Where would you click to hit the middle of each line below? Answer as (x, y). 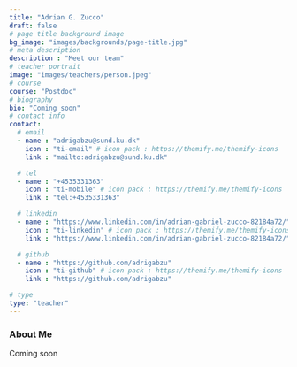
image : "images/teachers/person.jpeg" (80, 75)
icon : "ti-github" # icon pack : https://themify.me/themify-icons (154, 271)
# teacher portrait (45, 67)
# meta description (45, 50)
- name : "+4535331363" (61, 181)
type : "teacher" (39, 303)
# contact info (37, 116)
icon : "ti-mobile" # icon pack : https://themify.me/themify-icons (154, 190)
